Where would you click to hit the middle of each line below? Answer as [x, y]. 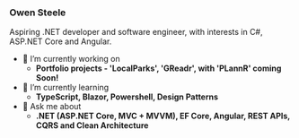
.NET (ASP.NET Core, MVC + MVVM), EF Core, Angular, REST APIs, [163, 116]
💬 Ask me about [52, 107]
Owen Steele [38, 13]
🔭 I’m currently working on [71, 59]
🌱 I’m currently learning [66, 88]
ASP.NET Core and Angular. [61, 41]
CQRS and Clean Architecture [92, 125]
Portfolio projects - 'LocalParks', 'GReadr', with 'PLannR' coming [158, 68]
